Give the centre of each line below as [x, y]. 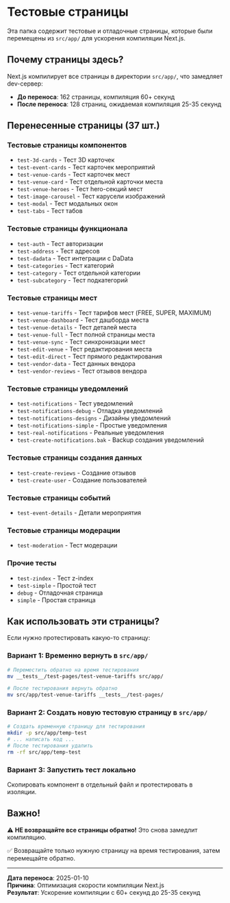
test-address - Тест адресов [59, 251]
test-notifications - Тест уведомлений [75, 404]
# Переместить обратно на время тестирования [73, 670]
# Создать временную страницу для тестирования [76, 727]
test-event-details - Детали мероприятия [79, 512]
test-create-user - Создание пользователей [82, 480]
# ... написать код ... [41, 740]
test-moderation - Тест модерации [67, 545]
